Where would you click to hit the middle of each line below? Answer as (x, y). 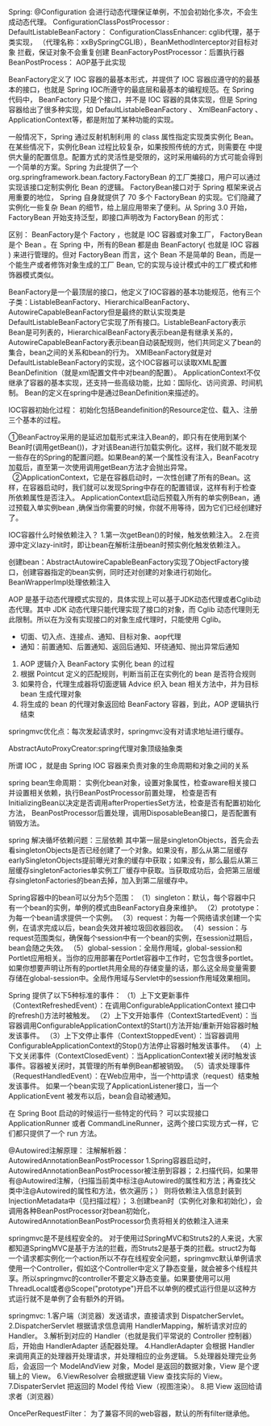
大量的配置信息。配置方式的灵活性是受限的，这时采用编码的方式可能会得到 (139, 157)
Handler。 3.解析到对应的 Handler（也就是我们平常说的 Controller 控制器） (132, 1336)
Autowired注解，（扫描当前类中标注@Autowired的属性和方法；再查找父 (139, 1181)
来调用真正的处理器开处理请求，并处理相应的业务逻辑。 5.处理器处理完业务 (132, 1356)
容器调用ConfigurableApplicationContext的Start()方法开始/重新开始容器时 (130, 1025)
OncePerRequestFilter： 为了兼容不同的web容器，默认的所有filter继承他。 (131, 1414)
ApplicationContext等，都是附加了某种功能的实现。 (93, 120)
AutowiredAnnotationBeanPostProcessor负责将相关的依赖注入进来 (119, 1221)
